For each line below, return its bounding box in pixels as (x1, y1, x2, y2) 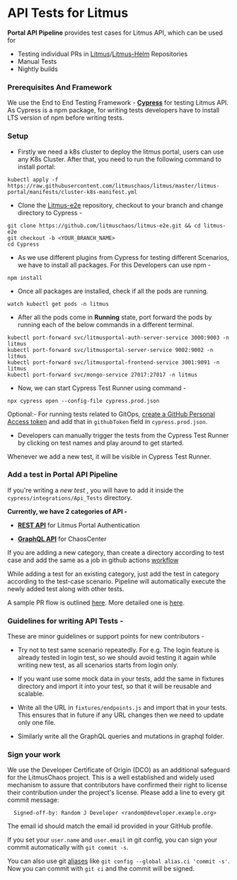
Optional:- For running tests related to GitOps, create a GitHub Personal (7, 409, 216, 418)
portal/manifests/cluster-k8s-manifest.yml (7, 188, 138, 195)
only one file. (17, 719, 56, 727)
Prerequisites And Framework (7, 82, 112, 92)
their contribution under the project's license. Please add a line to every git (7, 788, 225, 797)
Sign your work (7, 750, 61, 760)
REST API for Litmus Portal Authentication (17, 520, 140, 529)
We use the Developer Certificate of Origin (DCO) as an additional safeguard (7, 766, 230, 775)
